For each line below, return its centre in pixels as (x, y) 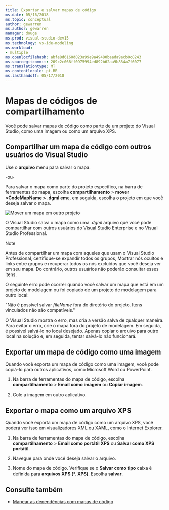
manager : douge (21, 33)
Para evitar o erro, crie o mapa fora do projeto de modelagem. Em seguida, (83, 325)
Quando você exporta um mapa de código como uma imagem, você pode (82, 364)
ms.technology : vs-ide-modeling (39, 43)
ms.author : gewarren (27, 29)
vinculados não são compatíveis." (40, 310)
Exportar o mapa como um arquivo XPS (68, 410)
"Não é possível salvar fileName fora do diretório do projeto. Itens (74, 305)
